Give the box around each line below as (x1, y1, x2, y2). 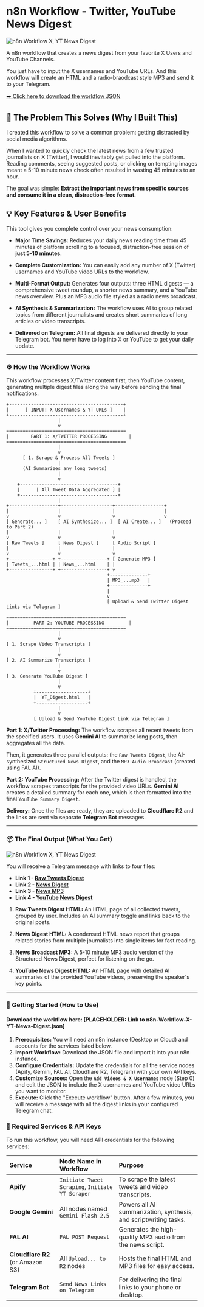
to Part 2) (6, 524, 34, 530)
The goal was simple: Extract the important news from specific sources (6, 184, 189, 192)
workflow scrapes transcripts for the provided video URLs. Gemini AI (6, 782, 179, 790)
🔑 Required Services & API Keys (6, 1122, 101, 1130)
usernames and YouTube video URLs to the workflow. (15, 268, 149, 275)
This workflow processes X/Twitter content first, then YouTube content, (6, 376, 185, 384)
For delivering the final (118, 1275, 183, 1284)
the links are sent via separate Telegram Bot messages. (6, 813, 146, 821)
